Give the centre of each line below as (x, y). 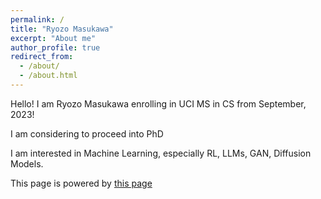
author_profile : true (55, 47)
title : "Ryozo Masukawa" (62, 29)
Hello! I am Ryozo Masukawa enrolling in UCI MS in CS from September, (158, 103)
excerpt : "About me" (53, 38)
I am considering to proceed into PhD (87, 133)
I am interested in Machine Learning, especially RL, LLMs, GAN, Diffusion (161, 153)
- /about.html (48, 76)
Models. (27, 163)
